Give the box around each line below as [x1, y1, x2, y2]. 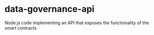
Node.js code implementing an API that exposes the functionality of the [4, 20, 149, 26]
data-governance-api [4, 3, 94, 15]
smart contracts [4, 25, 37, 31]
